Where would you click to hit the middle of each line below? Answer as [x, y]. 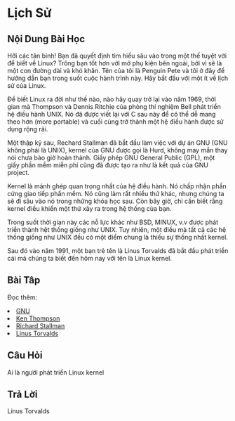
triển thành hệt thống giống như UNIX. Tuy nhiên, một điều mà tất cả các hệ [117, 229]
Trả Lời [22, 395]
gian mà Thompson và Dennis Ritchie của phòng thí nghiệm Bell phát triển [114, 106]
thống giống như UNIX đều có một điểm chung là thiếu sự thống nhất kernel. [117, 237]
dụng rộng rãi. [28, 129]
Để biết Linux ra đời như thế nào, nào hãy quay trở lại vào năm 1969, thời [112, 99]
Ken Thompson [38, 318]
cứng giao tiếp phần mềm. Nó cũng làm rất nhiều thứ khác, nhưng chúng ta [116, 194]
